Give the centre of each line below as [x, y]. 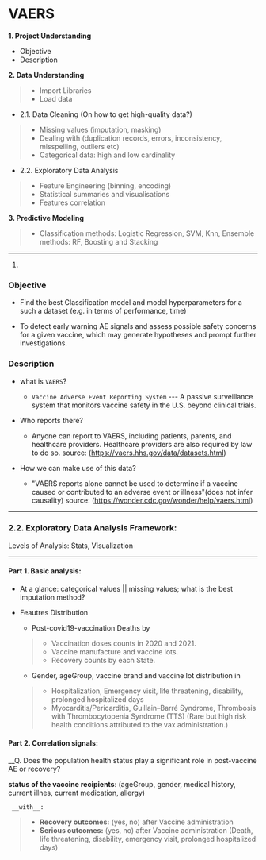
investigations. [43, 343]
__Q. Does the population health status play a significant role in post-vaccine [133, 761]
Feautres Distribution [54, 613]
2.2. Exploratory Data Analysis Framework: [93, 528]
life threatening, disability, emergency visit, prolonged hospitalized [148, 839]
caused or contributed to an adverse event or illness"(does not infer [142, 492]
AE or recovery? [34, 769]
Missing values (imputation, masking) [100, 129]
